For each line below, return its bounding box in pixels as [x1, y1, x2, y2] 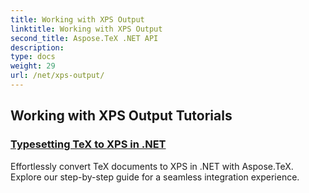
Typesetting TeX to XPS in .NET [10, 137, 167, 151]
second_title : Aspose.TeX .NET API [10, 33, 159, 43]
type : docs [10, 52, 56, 62]
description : [10, 42, 65, 53]
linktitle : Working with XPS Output [10, 24, 163, 34]
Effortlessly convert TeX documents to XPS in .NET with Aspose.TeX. [10, 160, 294, 172]
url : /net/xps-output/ [10, 71, 105, 81]
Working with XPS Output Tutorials [10, 107, 233, 125]
